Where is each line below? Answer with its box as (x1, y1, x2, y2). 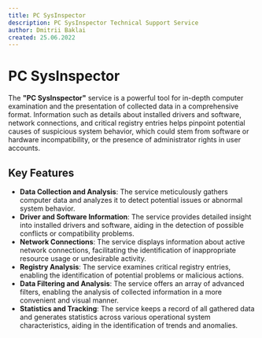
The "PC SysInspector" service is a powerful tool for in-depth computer (8, 94, 244, 103)
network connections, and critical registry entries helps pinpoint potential (8, 119, 245, 128)
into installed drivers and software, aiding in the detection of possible (19, 221, 244, 230)
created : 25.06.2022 (8, 33, 76, 42)
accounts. (8, 143, 41, 153)
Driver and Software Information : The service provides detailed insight (19, 212, 252, 221)
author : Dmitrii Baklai (8, 26, 87, 34)
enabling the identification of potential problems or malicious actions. (19, 270, 244, 280)
